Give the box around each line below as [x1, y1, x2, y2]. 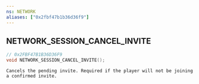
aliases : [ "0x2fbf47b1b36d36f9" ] [6, 14, 89, 20]
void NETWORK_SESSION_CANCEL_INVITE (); [6, 57, 105, 63]
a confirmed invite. [6, 73, 58, 79]
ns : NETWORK [6, 8, 36, 15]
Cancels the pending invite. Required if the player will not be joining [6, 68, 194, 74]
